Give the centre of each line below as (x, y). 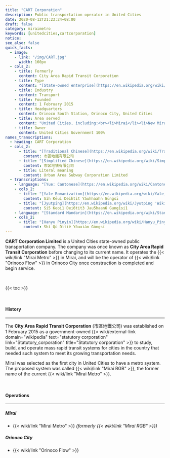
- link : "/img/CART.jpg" (40, 57)
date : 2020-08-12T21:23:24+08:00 (40, 19)
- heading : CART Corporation (40, 142)
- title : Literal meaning (46, 170)
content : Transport (39, 95)
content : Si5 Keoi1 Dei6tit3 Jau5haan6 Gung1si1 (76, 208)
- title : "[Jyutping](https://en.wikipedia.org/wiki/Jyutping (86, 203)
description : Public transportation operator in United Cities (73, 15)
